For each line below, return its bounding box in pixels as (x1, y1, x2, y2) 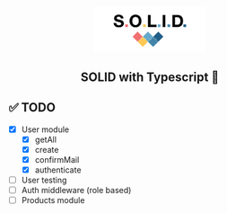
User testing (21, 174, 67, 185)
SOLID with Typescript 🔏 (80, 69, 220, 84)
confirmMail (34, 154, 80, 164)
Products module (21, 194, 85, 205)
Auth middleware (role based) (21, 184, 132, 195)
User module (21, 124, 70, 135)
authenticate (34, 164, 82, 175)
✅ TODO (8, 100, 56, 115)
